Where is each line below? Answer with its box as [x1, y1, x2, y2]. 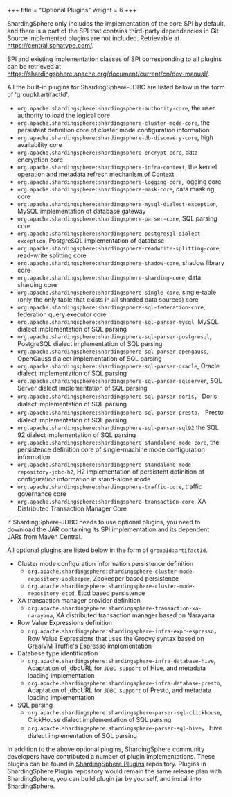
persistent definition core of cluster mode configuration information [17, 126, 210, 134]
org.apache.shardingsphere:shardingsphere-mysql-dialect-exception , [17, 200, 218, 207]
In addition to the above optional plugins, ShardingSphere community [7, 745, 205, 753]
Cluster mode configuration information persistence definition [17, 560, 194, 567]
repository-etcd [27, 590, 75, 597]
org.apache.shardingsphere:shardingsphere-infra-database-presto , [27, 679, 222, 687]
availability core [17, 141, 62, 148]
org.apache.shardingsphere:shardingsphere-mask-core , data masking [17, 185, 215, 193]
